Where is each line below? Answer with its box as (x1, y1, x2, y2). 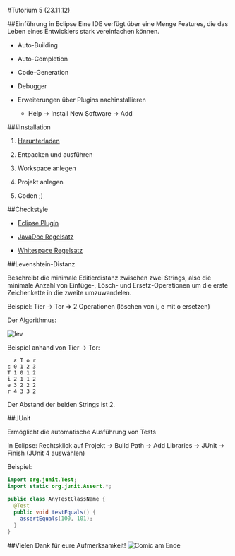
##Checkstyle (7, 205, 48, 213)
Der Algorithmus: (7, 316, 57, 324)
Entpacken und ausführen (17, 150, 93, 158)
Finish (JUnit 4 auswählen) (7, 449, 85, 457)
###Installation (7, 123, 51, 131)
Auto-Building (17, 41, 59, 49)
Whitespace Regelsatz (17, 247, 83, 254)
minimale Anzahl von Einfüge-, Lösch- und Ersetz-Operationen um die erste (7, 281, 228, 289)
